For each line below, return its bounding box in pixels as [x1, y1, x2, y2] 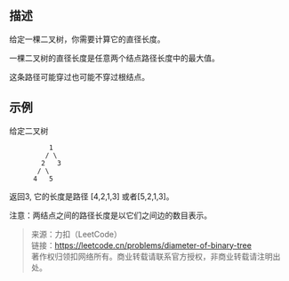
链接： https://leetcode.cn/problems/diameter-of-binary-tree [30, 239, 252, 251]
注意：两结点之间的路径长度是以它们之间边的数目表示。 [9, 210, 212, 221]
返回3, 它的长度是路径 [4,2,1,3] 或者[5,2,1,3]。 [9, 190, 174, 202]
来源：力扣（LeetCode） [30, 229, 122, 239]
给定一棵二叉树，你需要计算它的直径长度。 [9, 34, 165, 44]
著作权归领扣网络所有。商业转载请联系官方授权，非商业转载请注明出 [30, 251, 281, 261]
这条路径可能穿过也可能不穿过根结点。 [9, 71, 149, 82]
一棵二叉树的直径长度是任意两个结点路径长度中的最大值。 [9, 52, 220, 63]
